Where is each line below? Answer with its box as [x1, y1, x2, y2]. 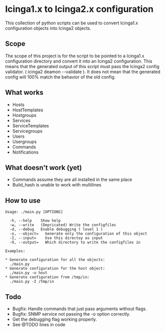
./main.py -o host [9, 270, 48, 275]
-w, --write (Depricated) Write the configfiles [9, 223, 116, 228]
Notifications [12, 149, 39, 155]
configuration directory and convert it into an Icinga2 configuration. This [5, 58, 153, 64]
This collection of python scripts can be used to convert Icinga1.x [5, 20, 138, 26]
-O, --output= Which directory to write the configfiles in [9, 240, 141, 245]
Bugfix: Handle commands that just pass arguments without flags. [12, 306, 147, 312]
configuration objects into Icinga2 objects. [5, 25, 92, 31]
